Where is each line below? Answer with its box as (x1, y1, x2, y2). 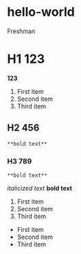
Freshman (7, 27, 36, 35)
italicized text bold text (7, 184, 73, 192)
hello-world (7, 4, 76, 20)
